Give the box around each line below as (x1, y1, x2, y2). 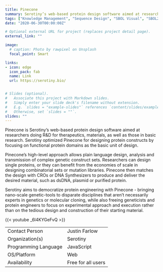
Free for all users (67, 259, 106, 266)
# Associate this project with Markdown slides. (5, 96, 110, 101)
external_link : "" (5, 34, 42, 39)
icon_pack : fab (9, 69, 40, 74)
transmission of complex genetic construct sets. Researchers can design (5, 157, 151, 163)
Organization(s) (7, 236, 44, 242)
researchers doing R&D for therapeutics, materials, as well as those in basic (5, 132, 156, 138)
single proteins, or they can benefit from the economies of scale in (5, 162, 138, 168)
